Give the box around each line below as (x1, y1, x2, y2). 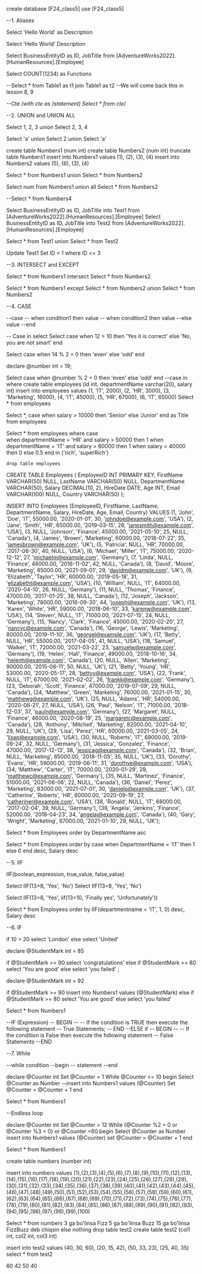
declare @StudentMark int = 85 (6, 947, 84, 955)
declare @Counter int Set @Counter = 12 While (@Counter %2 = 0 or (6, 1122, 178, 1128)
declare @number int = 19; (6, 362, 72, 370)
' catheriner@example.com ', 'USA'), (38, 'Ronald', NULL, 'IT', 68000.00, (6, 798, 182, 805)
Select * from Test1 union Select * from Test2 (6, 238, 119, 244)
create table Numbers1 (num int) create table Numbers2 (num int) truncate (6, 147, 191, 154)
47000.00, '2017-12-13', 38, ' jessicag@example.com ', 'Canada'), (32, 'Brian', (6, 746, 197, 754)
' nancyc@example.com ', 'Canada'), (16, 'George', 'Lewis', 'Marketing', (6, 624, 180, 632)
